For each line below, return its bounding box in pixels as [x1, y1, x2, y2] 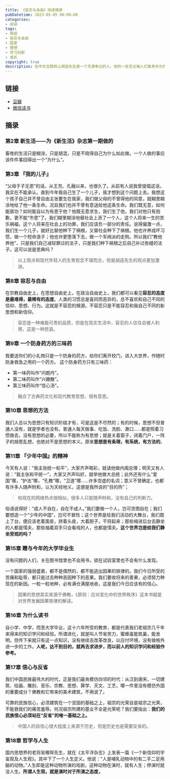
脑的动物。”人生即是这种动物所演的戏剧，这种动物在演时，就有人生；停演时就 [5, 762, 165, 768]
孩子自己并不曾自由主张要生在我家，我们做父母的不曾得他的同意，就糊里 [9, 195, 160, 201]
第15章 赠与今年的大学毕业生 [5, 545, 74, 552]
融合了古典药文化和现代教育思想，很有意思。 [17, 393, 111, 399]
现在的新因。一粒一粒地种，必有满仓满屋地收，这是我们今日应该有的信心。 [5, 581, 160, 587]
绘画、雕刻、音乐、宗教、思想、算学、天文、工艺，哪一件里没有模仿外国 [14, 683, 165, 688]
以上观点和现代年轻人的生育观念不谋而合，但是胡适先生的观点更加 [17, 257, 155, 263]
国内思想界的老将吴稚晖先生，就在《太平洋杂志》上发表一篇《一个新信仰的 [5, 750, 160, 756]
